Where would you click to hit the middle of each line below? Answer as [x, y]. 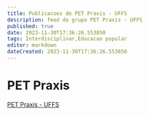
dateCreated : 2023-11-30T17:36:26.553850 [67, 52]
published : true [30, 26]
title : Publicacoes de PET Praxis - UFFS [67, 13]
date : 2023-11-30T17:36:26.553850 [57, 33]
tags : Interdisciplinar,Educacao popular [67, 39]
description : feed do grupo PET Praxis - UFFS [75, 20]
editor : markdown [32, 45]
